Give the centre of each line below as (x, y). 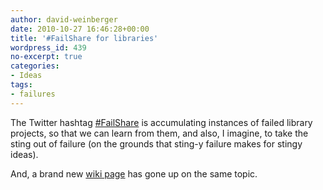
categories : (35, 66)
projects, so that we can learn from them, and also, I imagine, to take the (159, 133)
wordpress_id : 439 (48, 47)
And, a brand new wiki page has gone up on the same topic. (134, 173)
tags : (21, 85)
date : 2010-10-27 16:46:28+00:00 (80, 29)
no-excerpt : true (46, 57)
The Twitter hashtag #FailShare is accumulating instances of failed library (161, 122)
